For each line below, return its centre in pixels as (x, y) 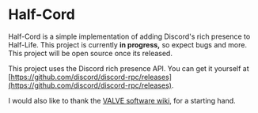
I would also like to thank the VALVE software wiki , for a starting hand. (122, 100)
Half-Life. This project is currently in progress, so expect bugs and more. (128, 44)
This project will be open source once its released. (90, 53)
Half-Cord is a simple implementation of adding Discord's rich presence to (129, 36)
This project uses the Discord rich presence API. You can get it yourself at (129, 68)
